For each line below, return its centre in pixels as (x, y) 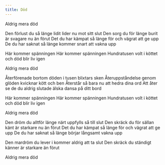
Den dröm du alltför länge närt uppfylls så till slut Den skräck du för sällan (80, 122)
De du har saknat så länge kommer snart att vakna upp (61, 44)
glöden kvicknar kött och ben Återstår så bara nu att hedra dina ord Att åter (81, 83)
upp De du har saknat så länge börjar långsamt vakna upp (64, 133)
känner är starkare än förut (32, 147)
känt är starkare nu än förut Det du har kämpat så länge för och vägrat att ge (83, 127)
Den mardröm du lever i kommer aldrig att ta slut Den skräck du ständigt (78, 142)
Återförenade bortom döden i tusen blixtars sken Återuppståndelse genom (81, 78)
